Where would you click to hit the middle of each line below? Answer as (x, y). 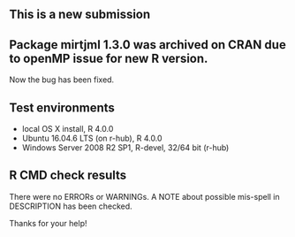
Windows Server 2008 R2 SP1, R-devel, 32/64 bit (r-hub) (125, 148)
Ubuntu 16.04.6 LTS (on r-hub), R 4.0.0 (92, 138)
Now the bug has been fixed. (62, 80)
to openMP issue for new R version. (109, 58)
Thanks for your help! (48, 223)
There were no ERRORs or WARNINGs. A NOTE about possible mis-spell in (144, 196)
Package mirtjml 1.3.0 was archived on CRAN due (148, 45)
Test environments (62, 107)
